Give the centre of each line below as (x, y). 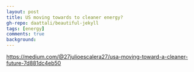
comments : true (25, 34)
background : (21, 40)
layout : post (23, 12)
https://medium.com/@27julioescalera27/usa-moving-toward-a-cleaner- (97, 57)
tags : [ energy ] (25, 28)
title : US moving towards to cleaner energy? (65, 17)
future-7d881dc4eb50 (34, 63)
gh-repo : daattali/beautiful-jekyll (52, 23)
